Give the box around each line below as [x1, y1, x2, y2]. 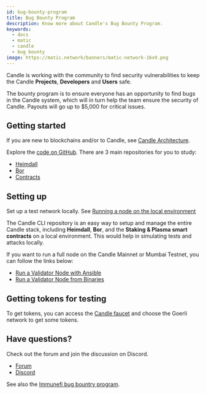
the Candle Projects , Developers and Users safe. [6, 78, 132, 85]
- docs [12, 32, 29, 38]
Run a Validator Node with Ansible [15, 269, 102, 276]
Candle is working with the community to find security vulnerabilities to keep [6, 71, 200, 78]
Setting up [6, 191, 47, 202]
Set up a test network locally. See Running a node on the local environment [6, 208, 196, 215]
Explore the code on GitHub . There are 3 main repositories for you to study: [6, 148, 197, 156]
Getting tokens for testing [6, 294, 107, 304]
